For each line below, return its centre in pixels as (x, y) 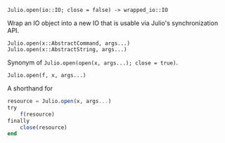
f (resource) (37, 114)
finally (19, 121)
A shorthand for (30, 88)
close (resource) (44, 127)
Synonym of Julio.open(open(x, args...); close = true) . (92, 62)
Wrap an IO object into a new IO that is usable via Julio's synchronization (113, 23)
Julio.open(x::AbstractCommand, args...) (69, 43)
